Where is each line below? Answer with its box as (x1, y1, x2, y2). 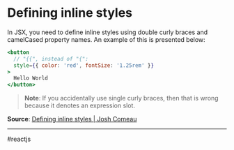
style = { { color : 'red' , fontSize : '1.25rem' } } (13, 61, 155, 69)
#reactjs (7, 135, 31, 144)
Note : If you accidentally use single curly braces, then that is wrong (24, 94, 219, 103)
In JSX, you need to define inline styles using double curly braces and (7, 28, 208, 36)
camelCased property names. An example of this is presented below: (7, 35, 205, 43)
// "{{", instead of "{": (13, 55, 89, 62)
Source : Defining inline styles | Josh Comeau (7, 115, 137, 123)
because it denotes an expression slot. (24, 101, 136, 110)
